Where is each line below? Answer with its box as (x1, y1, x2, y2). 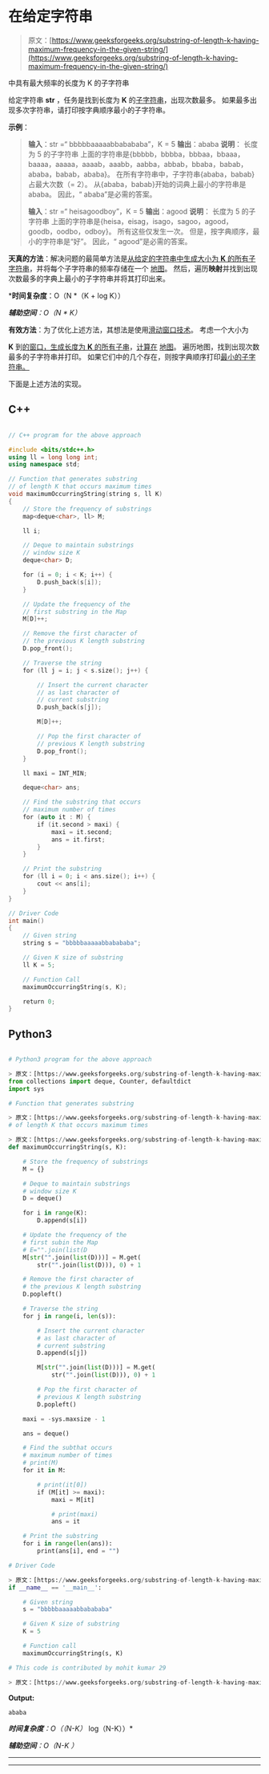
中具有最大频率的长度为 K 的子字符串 (8, 78, 130, 87)
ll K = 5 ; (22, 961, 56, 969)
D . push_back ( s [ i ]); (37, 578, 102, 586)
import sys (8, 1084, 45, 1092)
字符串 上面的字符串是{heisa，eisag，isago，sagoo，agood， (27, 216, 234, 226)
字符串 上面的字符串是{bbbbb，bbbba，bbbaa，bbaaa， (57, 149, 245, 159)
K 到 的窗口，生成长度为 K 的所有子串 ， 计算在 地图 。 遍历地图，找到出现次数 (8, 342, 260, 352)
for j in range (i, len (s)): (22, 1312, 116, 1320)
